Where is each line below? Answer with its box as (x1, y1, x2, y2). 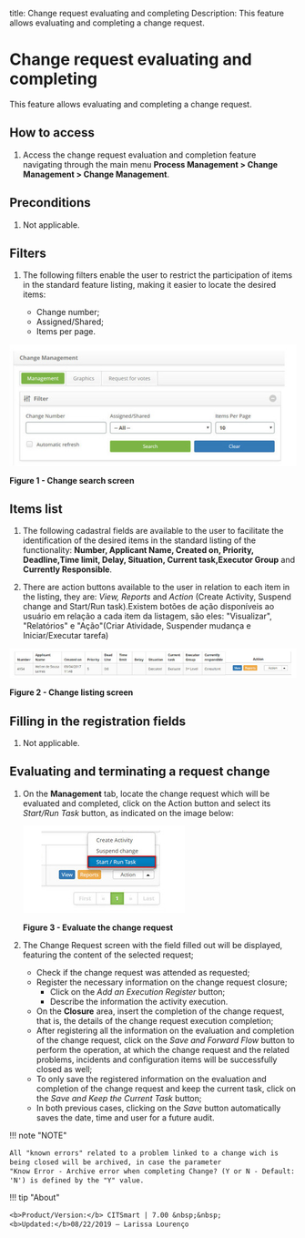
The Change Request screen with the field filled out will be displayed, (22, 939, 283, 950)
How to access (9, 125, 96, 140)
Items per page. (36, 326, 97, 337)
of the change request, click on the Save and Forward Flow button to (36, 1034, 296, 1046)
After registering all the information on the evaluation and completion (36, 1025, 295, 1036)
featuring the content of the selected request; (22, 949, 194, 960)
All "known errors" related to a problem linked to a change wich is (9, 1148, 280, 1158)
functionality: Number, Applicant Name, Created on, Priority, (22, 545, 255, 556)
